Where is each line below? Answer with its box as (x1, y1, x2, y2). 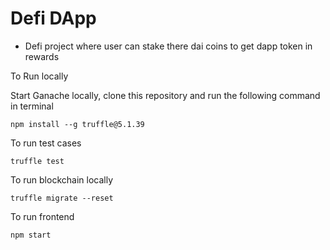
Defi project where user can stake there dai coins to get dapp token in (24, 40, 313, 52)
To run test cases (10, 137, 82, 149)
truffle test (10, 156, 65, 166)
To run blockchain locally (10, 173, 113, 186)
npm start (10, 230, 52, 240)
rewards (24, 50, 60, 62)
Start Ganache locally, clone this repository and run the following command (10, 89, 321, 101)
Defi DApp (10, 7, 97, 30)
